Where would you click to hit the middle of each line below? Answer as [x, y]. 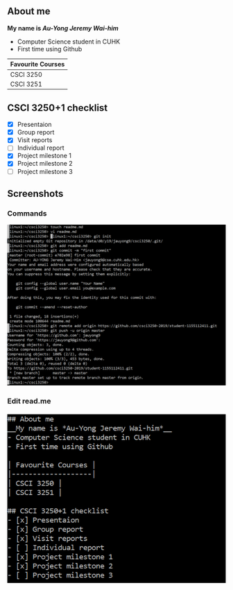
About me [29, 11]
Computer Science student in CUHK [69, 42]
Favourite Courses [37, 64]
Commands [27, 213]
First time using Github [50, 49]
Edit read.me [29, 401]
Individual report [41, 148]
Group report [36, 132]
